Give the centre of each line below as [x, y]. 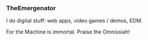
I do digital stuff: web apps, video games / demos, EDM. [75, 21]
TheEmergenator [31, 8]
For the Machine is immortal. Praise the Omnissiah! [68, 32]
